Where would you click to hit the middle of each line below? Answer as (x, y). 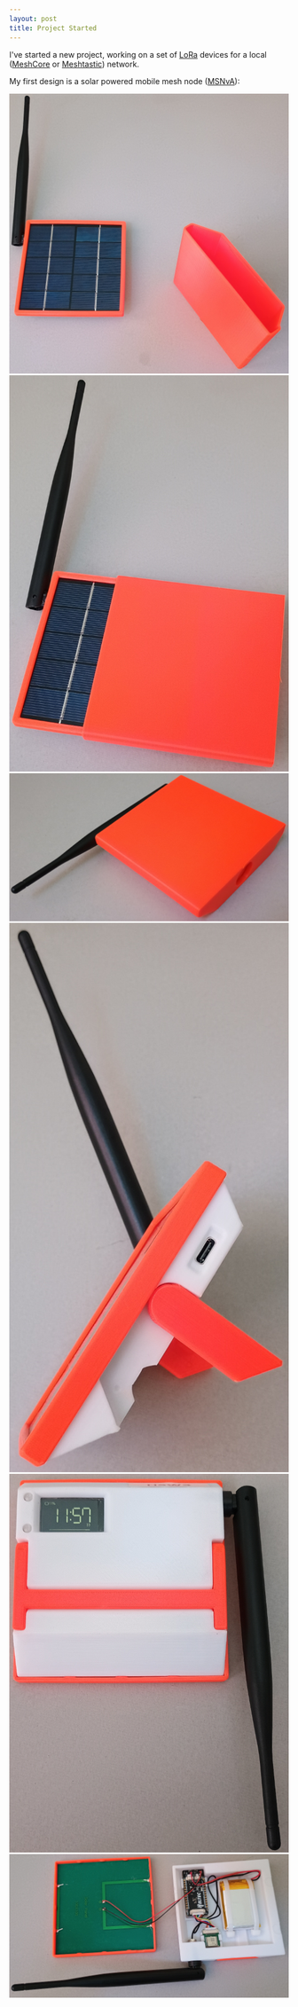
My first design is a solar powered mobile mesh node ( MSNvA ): (125, 81)
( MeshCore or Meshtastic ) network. (74, 64)
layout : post (33, 19)
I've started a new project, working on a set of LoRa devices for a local (138, 54)
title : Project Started (53, 28)
